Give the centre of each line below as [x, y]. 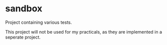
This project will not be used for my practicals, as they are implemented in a [84, 32]
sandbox [24, 9]
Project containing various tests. [38, 22]
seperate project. [23, 37]
